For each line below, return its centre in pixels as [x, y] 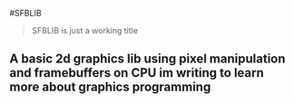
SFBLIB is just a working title [85, 30]
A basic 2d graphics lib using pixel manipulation [147, 59]
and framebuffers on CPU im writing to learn [137, 73]
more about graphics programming [110, 87]
